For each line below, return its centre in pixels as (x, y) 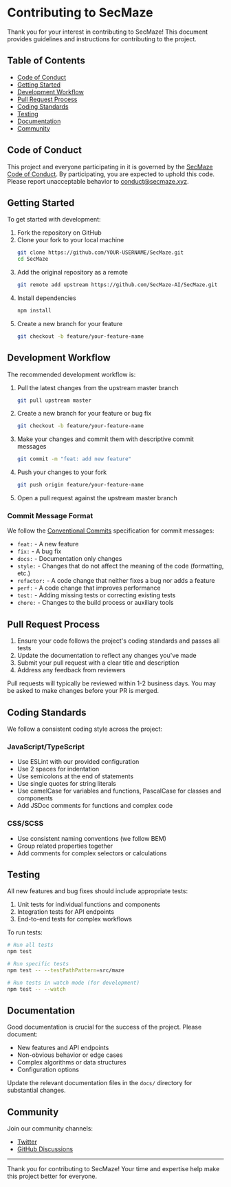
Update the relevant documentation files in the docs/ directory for (100, 1083)
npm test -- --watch (37, 989)
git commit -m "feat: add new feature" (74, 459)
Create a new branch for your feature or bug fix (84, 414)
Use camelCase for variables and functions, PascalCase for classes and (119, 791)
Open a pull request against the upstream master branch (97, 498)
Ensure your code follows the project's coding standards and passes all (118, 641)
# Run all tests (30, 945)
